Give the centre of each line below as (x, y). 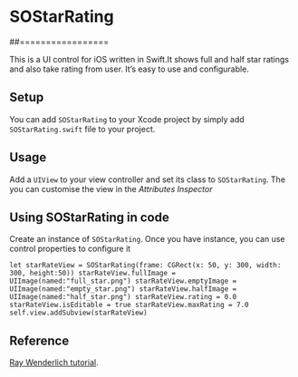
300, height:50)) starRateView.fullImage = (93, 274)
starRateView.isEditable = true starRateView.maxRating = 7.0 (129, 305)
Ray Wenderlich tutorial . (54, 362)
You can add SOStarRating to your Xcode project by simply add (127, 119)
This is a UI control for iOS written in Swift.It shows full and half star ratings (149, 59)
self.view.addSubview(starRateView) (78, 313)
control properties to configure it (70, 249)
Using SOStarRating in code (89, 217)
